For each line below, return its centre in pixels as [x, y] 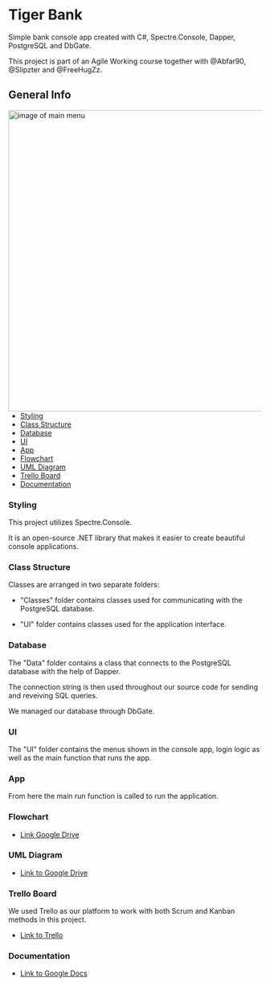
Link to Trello [41, 935]
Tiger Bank [45, 15]
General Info [40, 95]
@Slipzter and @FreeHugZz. [55, 69]
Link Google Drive [49, 834]
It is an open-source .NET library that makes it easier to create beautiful [127, 538]
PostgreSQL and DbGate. [50, 45]
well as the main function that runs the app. [80, 758]
